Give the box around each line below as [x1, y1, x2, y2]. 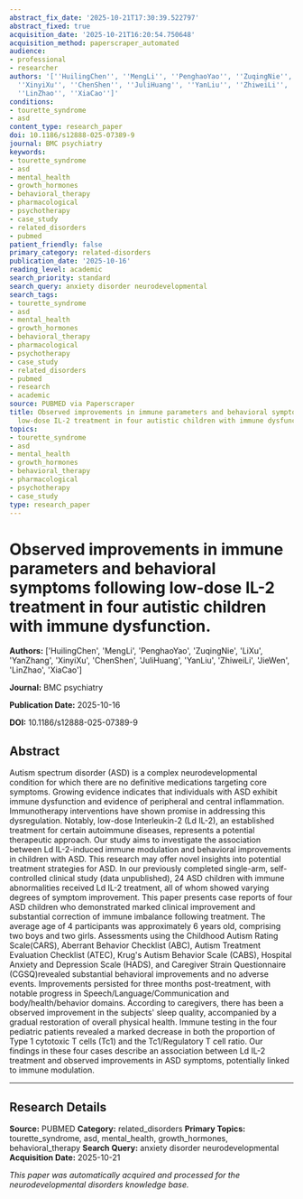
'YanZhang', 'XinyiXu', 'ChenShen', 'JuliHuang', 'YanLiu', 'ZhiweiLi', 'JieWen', [9, 655, 290, 666]
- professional [9, 55, 67, 64]
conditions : [9, 97, 54, 107]
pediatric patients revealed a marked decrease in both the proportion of [9, 1027, 276, 1037]
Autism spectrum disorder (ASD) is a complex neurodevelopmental [9, 767, 258, 778]
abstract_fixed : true [9, 22, 91, 31]
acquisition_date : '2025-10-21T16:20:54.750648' [9, 30, 196, 39]
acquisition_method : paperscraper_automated [9, 38, 179, 48]
